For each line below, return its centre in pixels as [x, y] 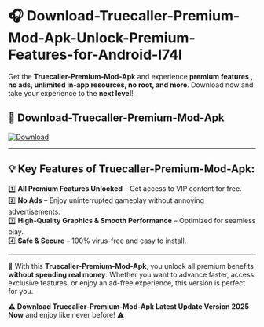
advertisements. [34, 211]
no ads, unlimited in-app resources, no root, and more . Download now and [131, 85]
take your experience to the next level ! [71, 93]
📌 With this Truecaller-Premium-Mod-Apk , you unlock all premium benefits [131, 266]
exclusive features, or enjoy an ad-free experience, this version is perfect [127, 283]
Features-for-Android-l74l [95, 55]
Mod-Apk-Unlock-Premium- [102, 38]
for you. [21, 291]
